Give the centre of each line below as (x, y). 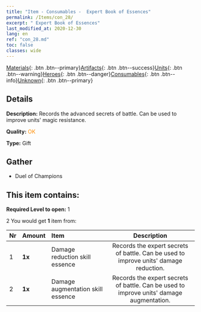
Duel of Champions (39, 176)
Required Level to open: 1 (38, 209)
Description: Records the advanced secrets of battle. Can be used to (92, 114)
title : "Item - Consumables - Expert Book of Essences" (79, 12)
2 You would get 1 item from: (41, 221)
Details (19, 99)
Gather (19, 162)
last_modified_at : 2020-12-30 (44, 28)
